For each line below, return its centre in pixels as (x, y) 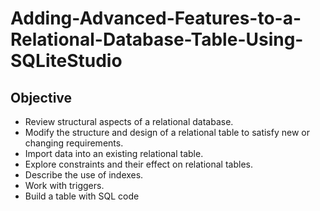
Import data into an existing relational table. (114, 153)
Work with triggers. (64, 185)
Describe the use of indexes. (84, 175)
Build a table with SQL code (82, 196)
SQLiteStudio (66, 61)
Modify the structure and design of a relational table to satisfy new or (167, 132)
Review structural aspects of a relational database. (129, 121)
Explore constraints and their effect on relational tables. (138, 164)
